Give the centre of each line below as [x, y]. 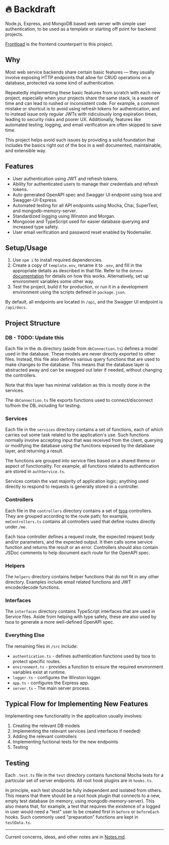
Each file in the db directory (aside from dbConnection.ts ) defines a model [81, 348]
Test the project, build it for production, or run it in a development [80, 287]
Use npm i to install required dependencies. [58, 260]
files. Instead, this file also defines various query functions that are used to [82, 359]
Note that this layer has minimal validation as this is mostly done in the [78, 385]
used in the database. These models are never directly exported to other [80, 354]
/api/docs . [16, 307]
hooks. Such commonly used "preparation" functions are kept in [72, 817]
